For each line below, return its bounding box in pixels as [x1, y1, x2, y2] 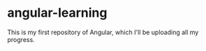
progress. [7, 35, 35, 43]
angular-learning [7, 5, 108, 21]
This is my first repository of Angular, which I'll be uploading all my [7, 28, 199, 36]
